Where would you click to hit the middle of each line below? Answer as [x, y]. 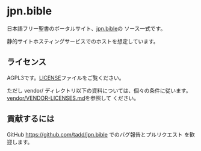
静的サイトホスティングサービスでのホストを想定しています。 [83, 41]
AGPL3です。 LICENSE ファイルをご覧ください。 [66, 78]
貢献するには [31, 119]
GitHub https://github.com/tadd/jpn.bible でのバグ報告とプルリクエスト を [98, 134]
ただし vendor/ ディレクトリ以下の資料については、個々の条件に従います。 [99, 90]
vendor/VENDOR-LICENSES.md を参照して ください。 [73, 98]
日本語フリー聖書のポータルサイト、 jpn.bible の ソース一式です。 [86, 28]
